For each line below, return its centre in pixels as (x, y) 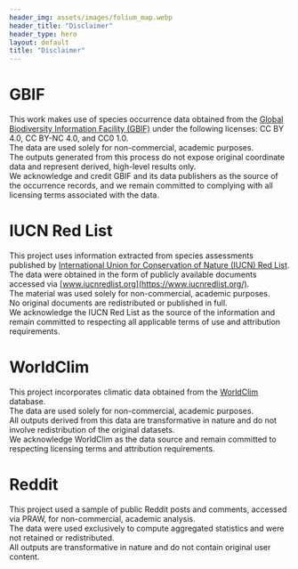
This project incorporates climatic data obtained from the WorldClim (134, 392)
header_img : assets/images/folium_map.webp (91, 17)
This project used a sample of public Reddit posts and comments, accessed (148, 509)
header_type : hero (43, 34)
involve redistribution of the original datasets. (92, 429)
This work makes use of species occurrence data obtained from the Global (146, 119)
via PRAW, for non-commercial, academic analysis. (102, 518)
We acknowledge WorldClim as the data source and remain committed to (143, 439)
